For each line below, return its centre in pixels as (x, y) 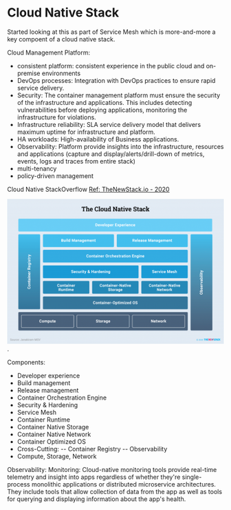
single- (192, 477)
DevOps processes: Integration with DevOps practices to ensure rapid (116, 80)
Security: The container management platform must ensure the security (119, 95)
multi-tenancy (37, 168)
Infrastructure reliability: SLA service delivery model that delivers (109, 124)
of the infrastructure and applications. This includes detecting (104, 102)
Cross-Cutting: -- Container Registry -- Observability (92, 449)
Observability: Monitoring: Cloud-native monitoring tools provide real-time (112, 470)
